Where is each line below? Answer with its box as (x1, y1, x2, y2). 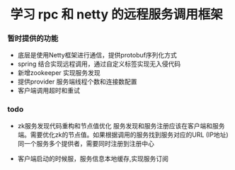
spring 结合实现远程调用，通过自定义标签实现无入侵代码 (17, 59, 181, 68)
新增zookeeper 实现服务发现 (17, 69, 101, 77)
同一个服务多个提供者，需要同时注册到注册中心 (17, 139, 154, 147)
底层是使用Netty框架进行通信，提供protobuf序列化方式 (17, 51, 177, 59)
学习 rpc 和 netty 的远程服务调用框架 (10, 6, 223, 23)
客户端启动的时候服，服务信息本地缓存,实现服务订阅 (17, 154, 168, 163)
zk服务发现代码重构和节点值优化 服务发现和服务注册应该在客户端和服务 (17, 121, 225, 130)
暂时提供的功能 (7, 33, 59, 43)
